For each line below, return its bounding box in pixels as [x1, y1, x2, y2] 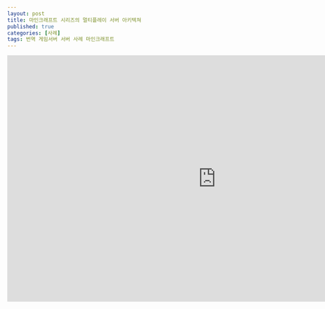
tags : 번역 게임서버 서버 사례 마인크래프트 [7, 36, 115, 43]
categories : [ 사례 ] [7, 29, 61, 37]
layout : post [7, 10, 45, 17]
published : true [7, 23, 54, 30]
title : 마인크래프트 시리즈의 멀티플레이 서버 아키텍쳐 [7, 17, 142, 24]
